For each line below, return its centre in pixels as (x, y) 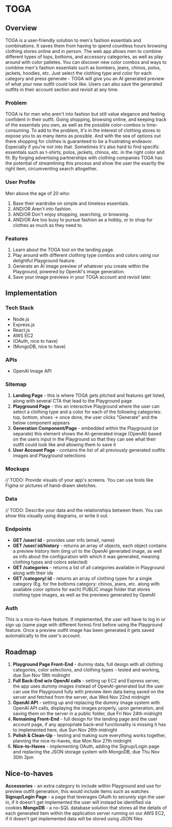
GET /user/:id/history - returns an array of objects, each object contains (90, 546)
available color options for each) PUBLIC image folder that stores (81, 589)
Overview (21, 28)
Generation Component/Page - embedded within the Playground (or (86, 428)
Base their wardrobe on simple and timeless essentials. (71, 203)
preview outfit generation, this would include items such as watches (77, 791)
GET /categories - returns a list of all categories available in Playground (89, 568)
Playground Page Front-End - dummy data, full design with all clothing (88, 664)
